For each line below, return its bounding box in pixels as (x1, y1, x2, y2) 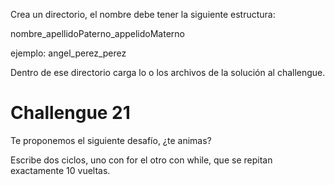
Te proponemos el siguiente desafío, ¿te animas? (10, 134, 212, 146)
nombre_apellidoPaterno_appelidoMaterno (10, 28, 185, 39)
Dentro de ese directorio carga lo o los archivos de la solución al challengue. (10, 67, 326, 78)
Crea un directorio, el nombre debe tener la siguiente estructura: (10, 9, 276, 20)
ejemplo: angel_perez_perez (10, 47, 127, 59)
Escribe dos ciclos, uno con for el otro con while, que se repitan (10, 154, 273, 166)
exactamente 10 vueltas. (10, 164, 111, 176)
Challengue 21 (10, 102, 131, 124)
